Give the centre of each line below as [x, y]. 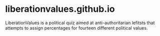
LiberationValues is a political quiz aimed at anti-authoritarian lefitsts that [80, 23]
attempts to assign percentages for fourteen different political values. [76, 28]
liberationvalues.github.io [60, 9]
